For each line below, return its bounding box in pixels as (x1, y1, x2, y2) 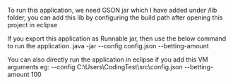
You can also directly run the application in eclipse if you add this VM (7, 55, 208, 64)
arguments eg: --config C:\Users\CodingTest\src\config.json (7, 63, 183, 71)
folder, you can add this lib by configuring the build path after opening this (7, 13, 223, 22)
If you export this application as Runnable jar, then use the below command (7, 34, 227, 43)
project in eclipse (7, 21, 58, 29)
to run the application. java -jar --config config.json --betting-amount (7, 42, 210, 50)
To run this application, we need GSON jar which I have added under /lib (7, 6, 217, 14)
